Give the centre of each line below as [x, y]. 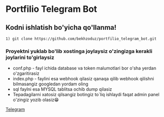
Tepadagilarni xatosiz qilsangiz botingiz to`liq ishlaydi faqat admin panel [86, 95]
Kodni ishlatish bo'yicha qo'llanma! [61, 28]
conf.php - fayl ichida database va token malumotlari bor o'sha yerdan [84, 68]
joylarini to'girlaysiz [30, 57]
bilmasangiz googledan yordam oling [51, 84]
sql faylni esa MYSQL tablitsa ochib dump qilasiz [62, 89]
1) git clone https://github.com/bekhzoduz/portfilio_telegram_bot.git [81, 39]
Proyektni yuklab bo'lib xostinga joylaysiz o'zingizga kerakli [79, 51]
